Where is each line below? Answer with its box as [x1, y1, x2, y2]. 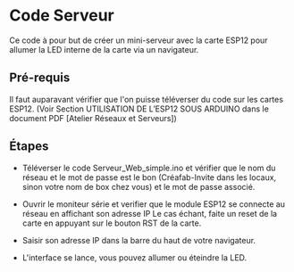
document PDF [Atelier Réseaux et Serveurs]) [9, 112, 177, 123]
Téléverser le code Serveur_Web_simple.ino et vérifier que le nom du [21, 162, 276, 173]
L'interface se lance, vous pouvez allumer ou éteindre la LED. [21, 251, 248, 263]
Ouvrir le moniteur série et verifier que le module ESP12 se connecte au [21, 198, 286, 210]
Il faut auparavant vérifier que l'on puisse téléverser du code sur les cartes [9, 94, 284, 104]
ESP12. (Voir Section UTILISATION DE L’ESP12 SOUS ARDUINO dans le [9, 103, 270, 114]
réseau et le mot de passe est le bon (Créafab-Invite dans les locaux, [21, 171, 277, 183]
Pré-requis [9, 70, 71, 86]
